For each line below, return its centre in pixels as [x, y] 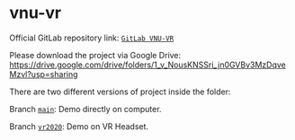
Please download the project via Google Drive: [95, 55]
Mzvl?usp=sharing [44, 74]
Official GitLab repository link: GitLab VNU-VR [92, 38]
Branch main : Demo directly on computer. [85, 109]
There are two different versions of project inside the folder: [120, 92]
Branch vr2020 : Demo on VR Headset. [79, 126]
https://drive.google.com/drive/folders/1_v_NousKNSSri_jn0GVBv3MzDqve [147, 65]
